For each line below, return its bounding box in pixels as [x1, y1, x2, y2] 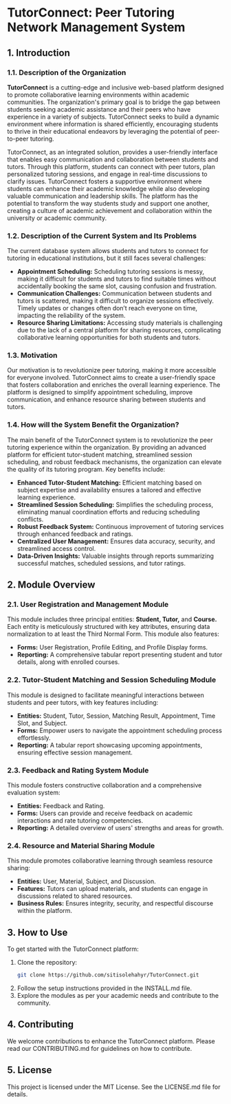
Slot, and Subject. [16, 719, 67, 727]
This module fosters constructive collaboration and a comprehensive [7, 781, 202, 790]
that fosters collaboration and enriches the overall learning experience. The [7, 381, 221, 389]
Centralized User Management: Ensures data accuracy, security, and [16, 536, 215, 545]
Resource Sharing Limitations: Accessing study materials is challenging [16, 319, 223, 327]
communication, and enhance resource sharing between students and [7, 395, 206, 404]
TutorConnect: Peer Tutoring [7, 5, 175, 21]
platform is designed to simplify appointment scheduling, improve [7, 388, 193, 397]
